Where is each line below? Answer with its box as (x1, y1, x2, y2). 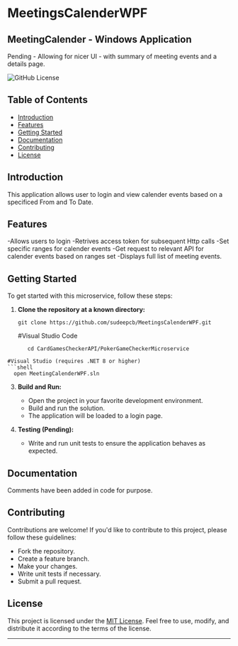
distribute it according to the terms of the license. (7, 624, 152, 632)
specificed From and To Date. (7, 198, 93, 206)
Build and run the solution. (28, 404, 105, 413)
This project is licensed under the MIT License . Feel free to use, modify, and (7, 616, 229, 625)
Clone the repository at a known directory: (17, 306, 145, 314)
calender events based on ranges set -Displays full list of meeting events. (7, 252, 222, 261)
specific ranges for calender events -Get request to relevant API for (7, 244, 204, 253)
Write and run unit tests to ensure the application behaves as (28, 439, 206, 448)
